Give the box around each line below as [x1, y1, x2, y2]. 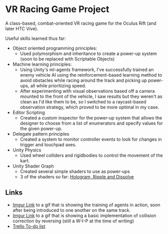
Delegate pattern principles [12, 131, 70, 137]
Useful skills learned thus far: [5, 35, 66, 41]
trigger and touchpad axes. [20, 141, 77, 147]
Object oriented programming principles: [12, 45, 97, 51]
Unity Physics [12, 147, 41, 153]
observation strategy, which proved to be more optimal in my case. [20, 104, 159, 110]
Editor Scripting [12, 109, 45, 115]
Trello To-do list [12, 223, 45, 229]
